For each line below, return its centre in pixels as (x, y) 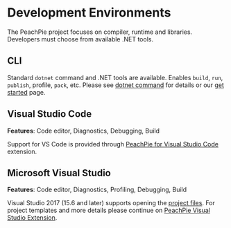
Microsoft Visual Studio (59, 173)
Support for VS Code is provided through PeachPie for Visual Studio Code (113, 144)
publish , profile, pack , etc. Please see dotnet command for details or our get (115, 85)
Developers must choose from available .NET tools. (80, 39)
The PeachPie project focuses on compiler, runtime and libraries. (100, 32)
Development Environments (89, 13)
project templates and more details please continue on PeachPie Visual (109, 210)
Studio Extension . (32, 218)
